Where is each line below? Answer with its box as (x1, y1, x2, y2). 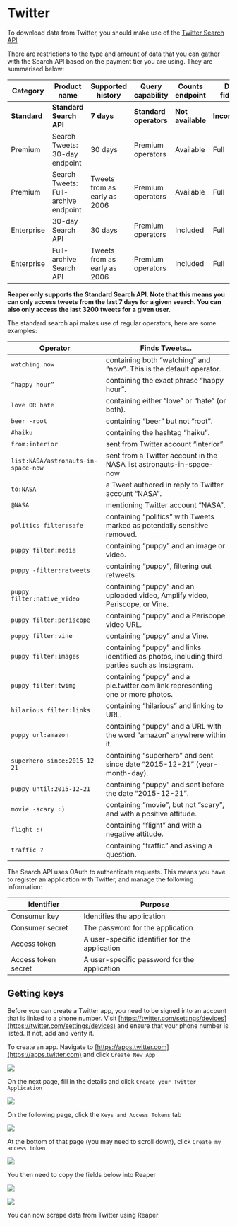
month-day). (105, 768, 149, 777)
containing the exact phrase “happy (105, 375, 224, 385)
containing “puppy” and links (105, 642, 202, 652)
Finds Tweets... (140, 343, 192, 353)
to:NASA (11, 485, 37, 493)
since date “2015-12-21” (105, 759, 195, 769)
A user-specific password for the (83, 954, 195, 964)
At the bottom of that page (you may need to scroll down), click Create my (7, 1137, 221, 1145)
